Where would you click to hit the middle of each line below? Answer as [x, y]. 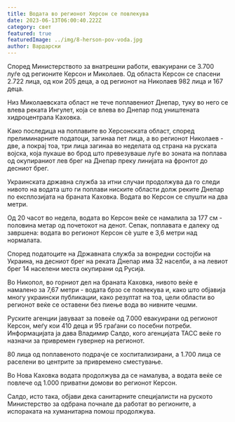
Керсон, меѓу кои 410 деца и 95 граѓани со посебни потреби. [100, 326]
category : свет [29, 27]
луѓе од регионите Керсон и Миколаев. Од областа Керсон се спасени [114, 74]
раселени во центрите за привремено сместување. [85, 362]
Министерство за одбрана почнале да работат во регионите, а [102, 404]
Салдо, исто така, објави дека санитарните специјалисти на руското [110, 396]
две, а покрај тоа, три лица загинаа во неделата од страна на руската [112, 146]
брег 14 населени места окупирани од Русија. [76, 269]
